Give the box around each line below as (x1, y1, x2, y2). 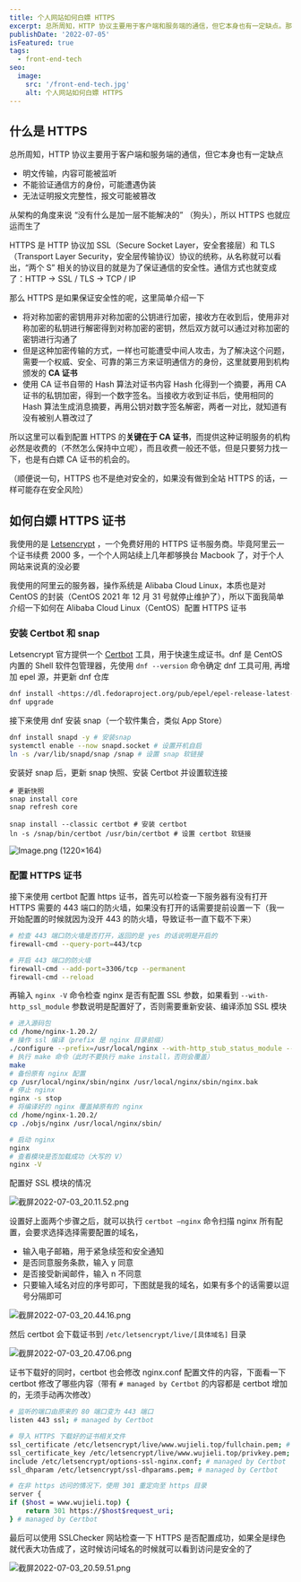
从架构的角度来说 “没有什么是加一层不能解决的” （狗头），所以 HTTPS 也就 (9, 210, 283, 221)
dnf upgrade (9, 698, 54, 707)
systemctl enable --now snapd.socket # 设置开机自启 (9, 742, 202, 751)
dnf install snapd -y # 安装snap (9, 733, 132, 743)
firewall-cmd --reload (9, 972, 94, 982)
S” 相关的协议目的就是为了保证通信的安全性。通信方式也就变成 (46, 262, 278, 274)
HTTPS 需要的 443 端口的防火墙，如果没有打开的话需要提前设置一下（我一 (9, 902, 285, 913)
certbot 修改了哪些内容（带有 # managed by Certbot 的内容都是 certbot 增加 (9, 1378, 288, 1389)
